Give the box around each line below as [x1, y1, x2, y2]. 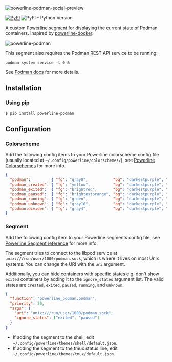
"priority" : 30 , [10, 301, 45, 306]
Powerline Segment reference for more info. [5, 240, 98, 246]
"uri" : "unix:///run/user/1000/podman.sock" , [14, 311, 114, 316]
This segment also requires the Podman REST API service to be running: [5, 50, 158, 56]
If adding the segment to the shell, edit [12, 334, 95, 340]
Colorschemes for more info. [5, 163, 66, 169]
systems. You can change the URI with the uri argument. [5, 260, 125, 267]
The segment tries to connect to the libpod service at [5, 250, 118, 256]
